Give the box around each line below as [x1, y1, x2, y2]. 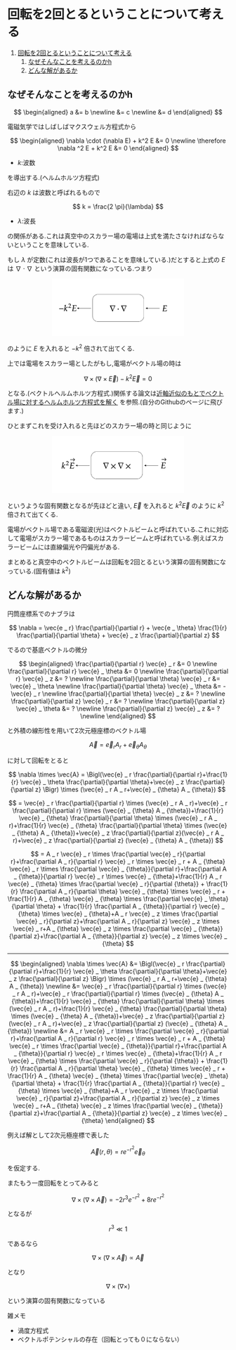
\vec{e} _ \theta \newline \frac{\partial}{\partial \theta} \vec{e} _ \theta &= [10, 682, 222, 690]
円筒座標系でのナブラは [7, 609, 75, 618]
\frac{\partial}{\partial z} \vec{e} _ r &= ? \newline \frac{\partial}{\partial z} [11, 696, 225, 705]
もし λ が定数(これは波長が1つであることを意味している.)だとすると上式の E [7, 255, 226, 264]
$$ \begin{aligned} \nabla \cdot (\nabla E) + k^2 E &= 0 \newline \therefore [10, 136, 226, 145]
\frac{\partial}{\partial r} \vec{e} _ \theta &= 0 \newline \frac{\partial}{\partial [7, 667, 229, 675]
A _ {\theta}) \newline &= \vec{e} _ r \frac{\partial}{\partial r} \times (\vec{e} [9, 982, 227, 991]
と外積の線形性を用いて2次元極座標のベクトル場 [7, 726, 147, 734]
